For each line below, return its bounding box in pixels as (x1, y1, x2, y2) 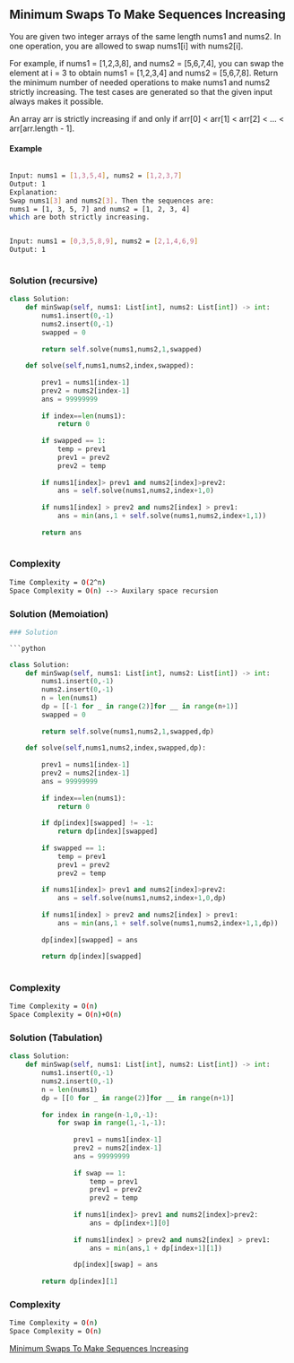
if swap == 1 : (73, 1168, 126, 1177)
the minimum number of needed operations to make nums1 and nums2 (9, 76, 271, 88)
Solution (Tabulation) (9, 1031, 103, 1044)
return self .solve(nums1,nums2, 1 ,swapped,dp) (41, 726, 215, 736)
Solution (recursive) (9, 273, 99, 286)
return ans (41, 528, 82, 537)
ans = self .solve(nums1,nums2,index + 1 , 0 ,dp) (56, 894, 227, 903)
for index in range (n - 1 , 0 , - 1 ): (41, 1110, 159, 1119)
